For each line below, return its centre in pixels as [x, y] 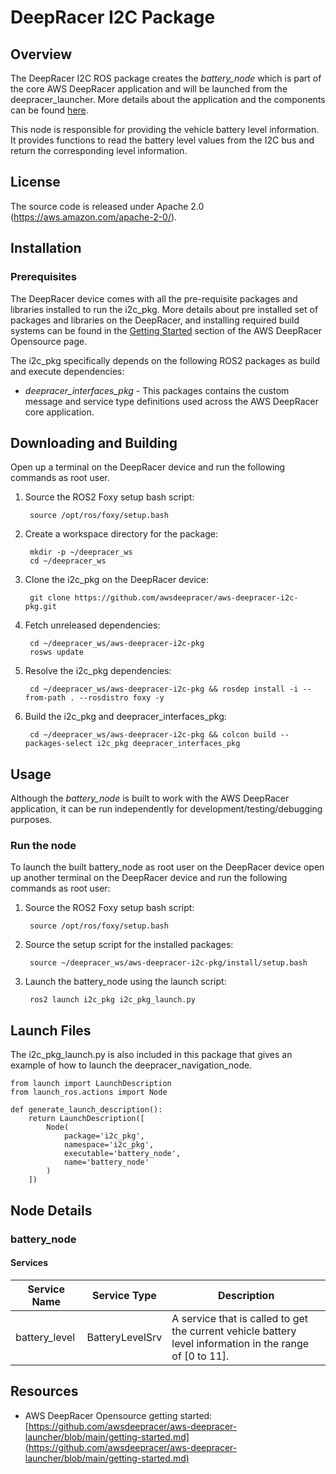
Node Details [51, 1210]
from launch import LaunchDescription [91, 1084]
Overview [41, 54]
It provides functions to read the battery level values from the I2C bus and [162, 140]
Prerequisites [43, 277]
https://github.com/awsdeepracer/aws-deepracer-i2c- [186, 598]
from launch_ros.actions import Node [89, 1092]
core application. [59, 412]
